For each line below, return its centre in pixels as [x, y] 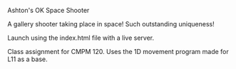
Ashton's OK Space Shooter [48, 10]
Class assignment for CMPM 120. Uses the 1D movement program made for [118, 52]
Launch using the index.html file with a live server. [81, 38]
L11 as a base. [27, 59]
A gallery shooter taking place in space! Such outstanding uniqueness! [111, 24]
